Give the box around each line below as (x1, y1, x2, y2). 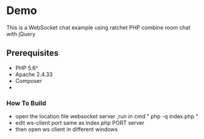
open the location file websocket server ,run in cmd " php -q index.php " (15, 113, 198, 120)
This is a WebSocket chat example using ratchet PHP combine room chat (6, 24, 191, 31)
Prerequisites (6, 48, 59, 59)
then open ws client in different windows (15, 126, 118, 133)
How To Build (6, 99, 47, 107)
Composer (15, 77, 42, 84)
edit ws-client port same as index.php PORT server (15, 119, 145, 127)
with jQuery (6, 30, 36, 37)
